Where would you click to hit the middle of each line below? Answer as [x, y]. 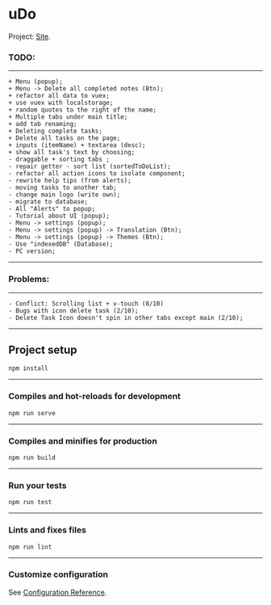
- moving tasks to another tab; [63, 188]
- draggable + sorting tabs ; [59, 160]
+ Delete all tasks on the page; [65, 138]
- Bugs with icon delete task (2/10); [73, 311]
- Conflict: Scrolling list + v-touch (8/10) [86, 304]
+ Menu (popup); [35, 82]
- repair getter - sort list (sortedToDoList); [90, 166]
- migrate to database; [48, 202]
